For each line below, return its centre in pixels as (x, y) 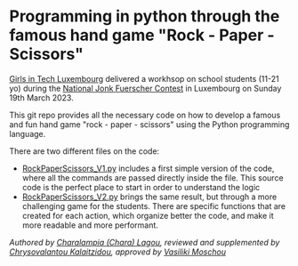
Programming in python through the (145, 16)
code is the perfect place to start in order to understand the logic (141, 187)
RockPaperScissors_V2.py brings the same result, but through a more (149, 197)
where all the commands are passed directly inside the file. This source (153, 177)
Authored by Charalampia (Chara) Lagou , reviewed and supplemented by (145, 242)
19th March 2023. (41, 97)
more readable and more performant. (90, 225)
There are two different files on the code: (85, 151)
